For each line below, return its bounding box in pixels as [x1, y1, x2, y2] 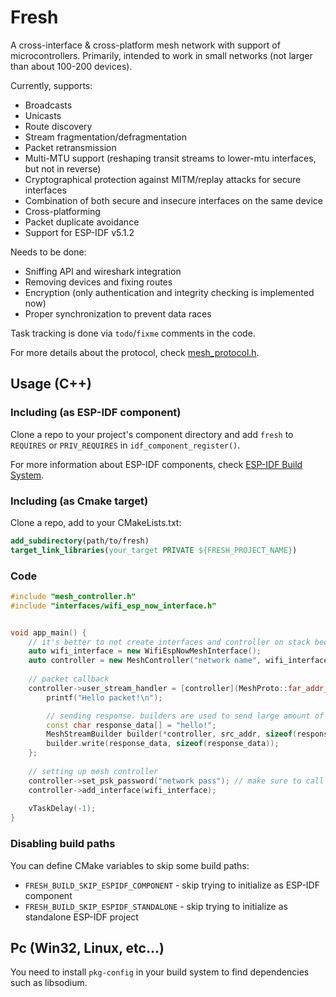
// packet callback [28, 674, 110, 685]
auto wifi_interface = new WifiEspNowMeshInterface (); [28, 646, 262, 656]
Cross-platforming [24, 205, 101, 217]
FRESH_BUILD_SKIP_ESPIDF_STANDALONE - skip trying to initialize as [24, 900, 288, 912]
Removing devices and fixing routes [24, 276, 173, 288]
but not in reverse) [24, 162, 102, 175]
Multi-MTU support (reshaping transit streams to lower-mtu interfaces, [24, 152, 317, 164]
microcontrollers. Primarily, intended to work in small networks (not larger [10, 49, 313, 61]
